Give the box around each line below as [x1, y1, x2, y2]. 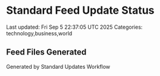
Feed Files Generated [6, 47, 87, 57]
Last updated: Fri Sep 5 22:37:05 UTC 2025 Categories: [6, 23, 143, 31]
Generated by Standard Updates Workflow [6, 63, 111, 70]
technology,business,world [6, 29, 73, 37]
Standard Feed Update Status [6, 4, 155, 17]
